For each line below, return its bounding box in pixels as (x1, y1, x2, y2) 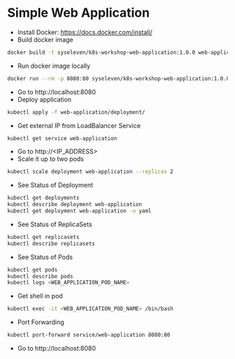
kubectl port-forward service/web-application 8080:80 (7, 332, 171, 339)
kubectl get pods (7, 266, 58, 273)
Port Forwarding (17, 318, 64, 326)
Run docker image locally (17, 61, 91, 70)
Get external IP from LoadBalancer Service (17, 121, 141, 130)
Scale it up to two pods (17, 155, 84, 163)
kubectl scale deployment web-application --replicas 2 (7, 168, 173, 175)
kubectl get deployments (7, 194, 80, 202)
